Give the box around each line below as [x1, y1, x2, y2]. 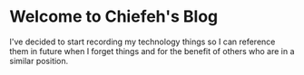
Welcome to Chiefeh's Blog [9, 6, 219, 27]
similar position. [9, 55, 69, 66]
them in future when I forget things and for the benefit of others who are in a [9, 45, 295, 56]
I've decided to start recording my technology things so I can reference [9, 36, 276, 47]
